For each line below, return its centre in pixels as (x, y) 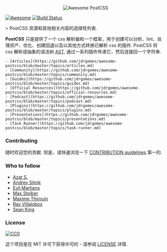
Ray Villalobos (27, 204)
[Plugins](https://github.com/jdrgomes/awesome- (62, 106)
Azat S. (20, 177)
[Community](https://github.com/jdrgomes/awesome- (65, 70)
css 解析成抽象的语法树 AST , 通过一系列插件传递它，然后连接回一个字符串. (83, 52)
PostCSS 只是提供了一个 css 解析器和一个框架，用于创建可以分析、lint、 (81, 39)
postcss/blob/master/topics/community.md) (51, 75)
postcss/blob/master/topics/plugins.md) (49, 110)
